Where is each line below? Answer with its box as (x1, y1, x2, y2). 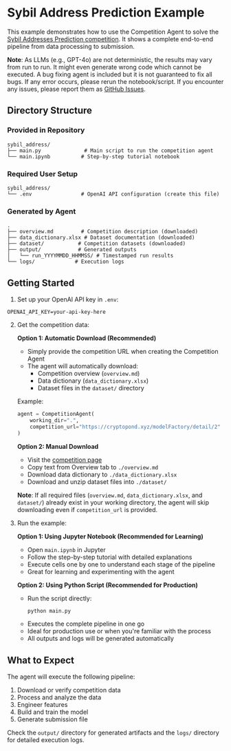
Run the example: (16, 518, 67, 527)
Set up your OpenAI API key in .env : (16, 295, 119, 304)
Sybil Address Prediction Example (7, 5, 205, 21)
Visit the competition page (27, 456, 102, 464)
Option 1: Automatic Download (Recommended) (16, 334, 157, 342)
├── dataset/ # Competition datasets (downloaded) (7, 240, 186, 247)
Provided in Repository (7, 125, 85, 135)
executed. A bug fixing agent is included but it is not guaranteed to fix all (7, 70, 212, 78)
